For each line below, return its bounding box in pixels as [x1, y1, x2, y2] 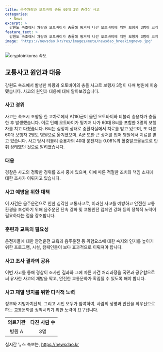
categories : [5, 12, 29, 17]
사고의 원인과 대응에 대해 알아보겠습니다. [23, 88, 100, 94]
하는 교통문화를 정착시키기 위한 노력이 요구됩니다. [5, 307, 98, 313]
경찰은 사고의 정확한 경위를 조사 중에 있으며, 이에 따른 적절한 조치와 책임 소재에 [5, 169, 154, 175]
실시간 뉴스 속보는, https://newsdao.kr [5, 341, 79, 348]
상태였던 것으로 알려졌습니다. [10, 144, 65, 150]
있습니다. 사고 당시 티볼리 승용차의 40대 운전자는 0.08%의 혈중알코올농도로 [10, 138, 153, 143]
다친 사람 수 [30, 319, 56, 326]
